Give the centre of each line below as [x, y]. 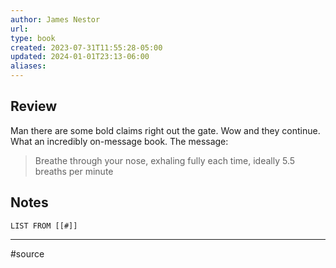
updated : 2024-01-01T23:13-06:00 [80, 57]
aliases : [28, 66]
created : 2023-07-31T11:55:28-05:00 [86, 47]
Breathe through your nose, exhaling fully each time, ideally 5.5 [165, 160]
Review [34, 106]
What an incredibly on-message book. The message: [119, 141]
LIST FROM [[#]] [44, 226]
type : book [33, 38]
